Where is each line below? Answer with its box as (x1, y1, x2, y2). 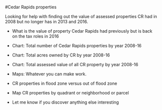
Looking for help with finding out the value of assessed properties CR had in (5, 14, 158, 19)
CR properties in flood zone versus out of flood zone (12, 80, 117, 86)
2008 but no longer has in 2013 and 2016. (5, 19, 88, 24)
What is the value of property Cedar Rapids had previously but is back (12, 28, 153, 34)
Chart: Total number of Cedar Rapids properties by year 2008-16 (12, 43, 142, 48)
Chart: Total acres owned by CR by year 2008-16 (12, 52, 110, 58)
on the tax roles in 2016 (12, 34, 59, 39)
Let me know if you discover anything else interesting (12, 99, 119, 105)
